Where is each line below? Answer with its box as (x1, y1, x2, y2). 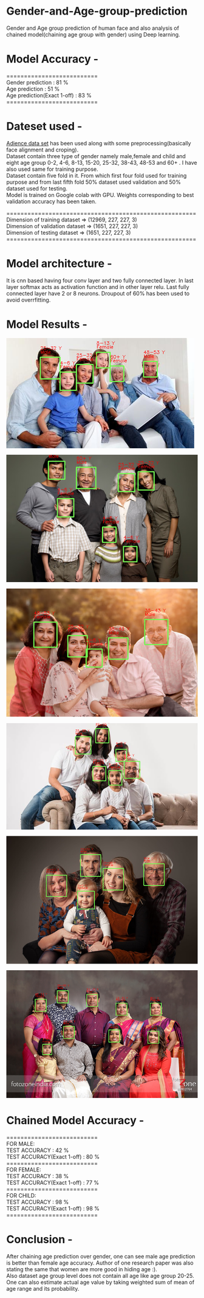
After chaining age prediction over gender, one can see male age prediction (6, 1253, 195, 1260)
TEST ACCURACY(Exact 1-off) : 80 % (6, 1153, 100, 1161)
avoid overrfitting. (6, 296, 51, 304)
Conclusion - (6, 1233, 73, 1246)
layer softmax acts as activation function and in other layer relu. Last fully (6, 283, 189, 290)
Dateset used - (6, 120, 83, 133)
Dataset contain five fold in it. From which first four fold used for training (6, 172, 187, 179)
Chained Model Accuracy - (6, 1114, 144, 1128)
